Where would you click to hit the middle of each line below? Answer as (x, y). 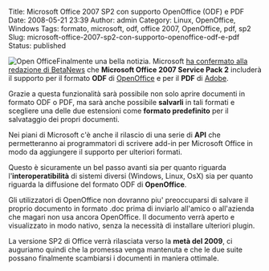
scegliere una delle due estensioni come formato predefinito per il (118, 111)
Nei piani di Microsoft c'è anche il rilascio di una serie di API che (114, 135)
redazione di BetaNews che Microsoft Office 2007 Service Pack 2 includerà (135, 70)
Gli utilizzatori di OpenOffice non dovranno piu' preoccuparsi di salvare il (128, 200)
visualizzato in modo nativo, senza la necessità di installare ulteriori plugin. (132, 225)
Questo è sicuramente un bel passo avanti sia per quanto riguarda (117, 167)
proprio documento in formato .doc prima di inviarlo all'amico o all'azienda (131, 208)
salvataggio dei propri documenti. (64, 119)
